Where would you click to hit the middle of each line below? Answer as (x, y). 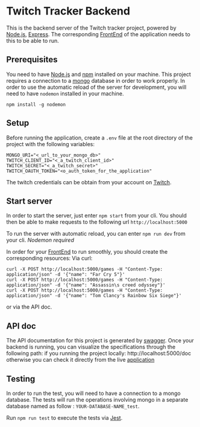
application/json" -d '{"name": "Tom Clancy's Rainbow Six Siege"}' (94, 296)
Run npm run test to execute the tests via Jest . (64, 418)
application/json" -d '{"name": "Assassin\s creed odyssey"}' (86, 285)
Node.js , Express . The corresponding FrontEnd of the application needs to (98, 34)
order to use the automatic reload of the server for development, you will (96, 87)
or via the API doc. (29, 307)
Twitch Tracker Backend (68, 11)
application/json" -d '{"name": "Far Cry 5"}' (66, 275)
